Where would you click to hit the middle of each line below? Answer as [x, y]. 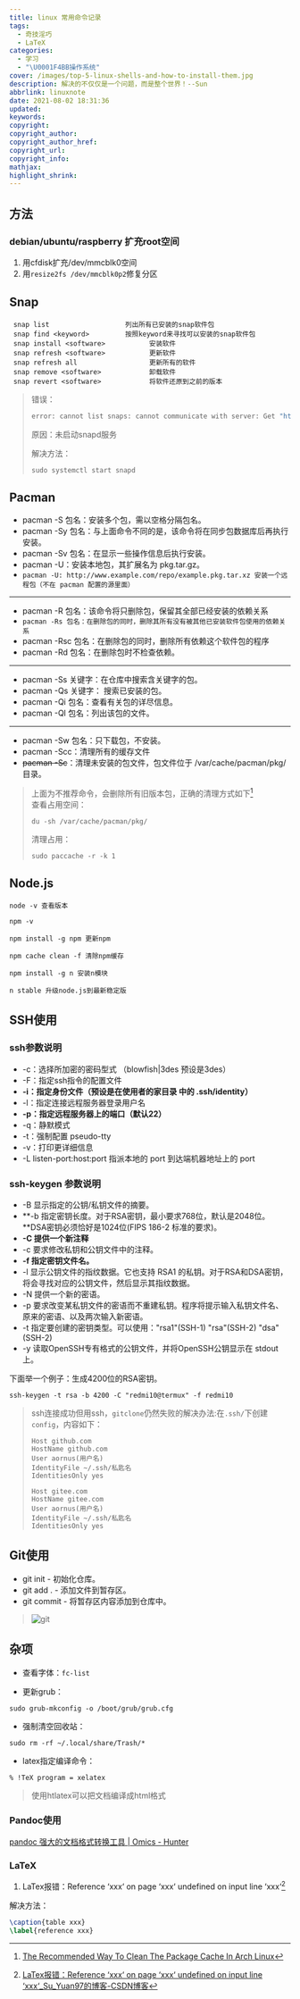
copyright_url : [37, 150]
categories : [31, 51]
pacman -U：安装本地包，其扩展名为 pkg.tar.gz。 [113, 565]
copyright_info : [39, 159]
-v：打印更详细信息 [58, 1147]
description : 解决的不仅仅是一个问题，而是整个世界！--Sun [108, 84]
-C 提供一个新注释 [55, 1238]
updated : [25, 109]
